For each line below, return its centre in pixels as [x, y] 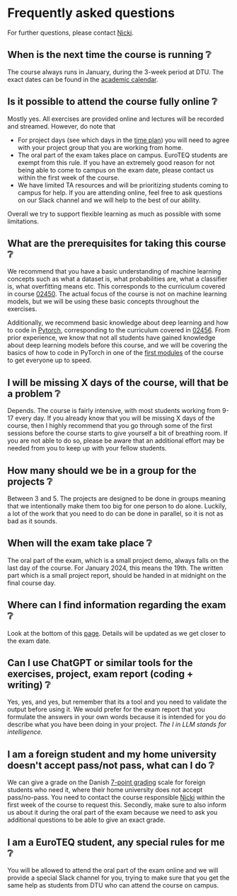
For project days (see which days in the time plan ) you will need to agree [123, 140]
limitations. [23, 221]
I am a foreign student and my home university [112, 754]
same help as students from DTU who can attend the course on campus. [113, 885]
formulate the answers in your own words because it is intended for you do [117, 717]
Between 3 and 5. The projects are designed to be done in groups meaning [117, 499]
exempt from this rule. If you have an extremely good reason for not [116, 162]
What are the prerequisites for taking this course [117, 243]
